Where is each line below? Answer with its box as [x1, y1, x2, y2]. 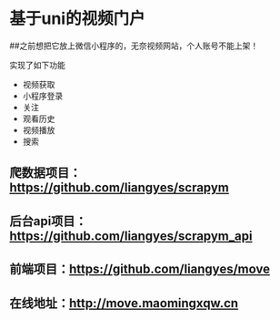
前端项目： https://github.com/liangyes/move [9, 262, 271, 277]
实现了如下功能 [9, 59, 65, 70]
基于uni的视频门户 [9, 8, 145, 29]
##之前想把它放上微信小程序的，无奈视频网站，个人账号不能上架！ [9, 40, 259, 51]
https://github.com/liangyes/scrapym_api [9, 228, 253, 243]
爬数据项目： [9, 165, 82, 181]
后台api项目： [9, 213, 88, 229]
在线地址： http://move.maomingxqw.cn [9, 295, 239, 311]
